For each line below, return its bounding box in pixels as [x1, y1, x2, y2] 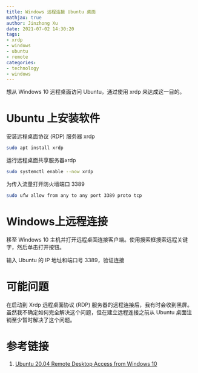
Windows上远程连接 [6, 215, 108, 228]
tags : [6, 31, 20, 38]
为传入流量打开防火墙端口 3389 [6, 180, 85, 188]
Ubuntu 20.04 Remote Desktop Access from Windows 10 [15, 360, 157, 367]
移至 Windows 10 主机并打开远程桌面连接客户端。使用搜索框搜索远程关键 [6, 236, 188, 243]
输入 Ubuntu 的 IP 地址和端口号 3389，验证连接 [6, 256, 125, 263]
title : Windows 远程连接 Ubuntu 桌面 [6, 8, 96, 15]
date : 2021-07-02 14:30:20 [6, 25, 74, 32]
